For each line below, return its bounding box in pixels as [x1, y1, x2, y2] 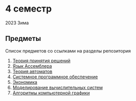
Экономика [12, 79, 37, 85]
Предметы [5, 34, 41, 43]
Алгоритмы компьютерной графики [12, 89, 90, 96]
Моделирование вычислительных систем [12, 84, 103, 90]
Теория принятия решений [12, 58, 71, 64]
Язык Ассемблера [12, 63, 52, 69]
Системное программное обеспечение [12, 74, 98, 80]
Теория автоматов [12, 68, 53, 74]
